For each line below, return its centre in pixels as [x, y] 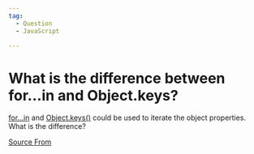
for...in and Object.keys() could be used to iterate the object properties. [127, 118]
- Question [34, 24]
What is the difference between [117, 78]
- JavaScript [38, 31]
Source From [30, 142]
